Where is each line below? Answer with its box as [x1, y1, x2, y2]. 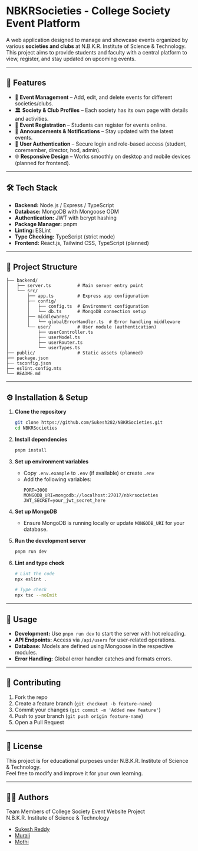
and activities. [14, 115, 49, 122]
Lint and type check [14, 559, 65, 566]
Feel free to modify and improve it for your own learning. [6, 769, 143, 776]
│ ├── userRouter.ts [6, 340, 83, 346]
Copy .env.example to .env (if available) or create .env [23, 469, 155, 476]
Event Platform [6, 17, 81, 30]
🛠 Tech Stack [6, 183, 58, 193]
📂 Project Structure [6, 262, 78, 272]
